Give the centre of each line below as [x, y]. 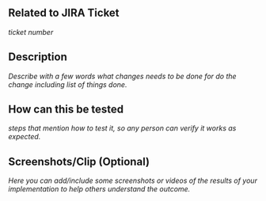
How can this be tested [66, 110]
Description [38, 57]
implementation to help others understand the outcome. [99, 189]
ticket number [31, 32]
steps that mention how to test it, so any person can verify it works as [122, 128]
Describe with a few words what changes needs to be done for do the [122, 76]
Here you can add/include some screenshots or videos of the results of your [133, 180]
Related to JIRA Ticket [64, 13]
